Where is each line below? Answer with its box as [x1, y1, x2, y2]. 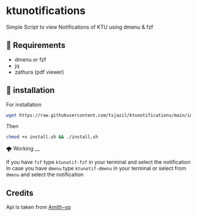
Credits [6, 188, 34, 198]
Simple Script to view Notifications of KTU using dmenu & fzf [6, 23, 154, 30]
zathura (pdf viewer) [14, 68, 64, 76]
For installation [6, 101, 42, 108]
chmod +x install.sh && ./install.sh [6, 134, 98, 140]
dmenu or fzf [14, 56, 46, 63]
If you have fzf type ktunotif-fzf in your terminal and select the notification [6, 159, 191, 166]
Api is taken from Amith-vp [6, 204, 72, 211]
